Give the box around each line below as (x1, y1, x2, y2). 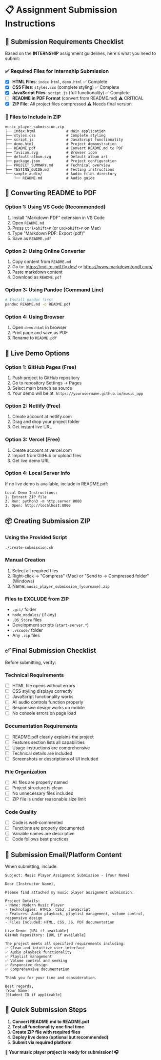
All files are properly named (12, 780, 68, 785)
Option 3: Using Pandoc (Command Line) (5, 286, 104, 293)
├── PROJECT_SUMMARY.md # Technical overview (5, 162, 110, 168)
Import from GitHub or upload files (12, 452, 81, 458)
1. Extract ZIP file (5, 494, 47, 500)
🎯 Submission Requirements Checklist (5, 38, 123, 46)
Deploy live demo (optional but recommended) (12, 1034, 109, 1040)
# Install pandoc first (5, 298, 54, 302)
